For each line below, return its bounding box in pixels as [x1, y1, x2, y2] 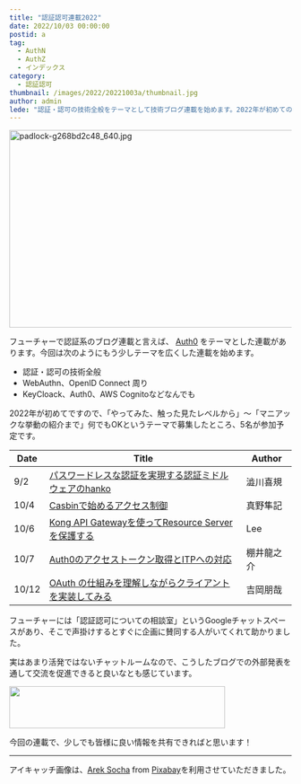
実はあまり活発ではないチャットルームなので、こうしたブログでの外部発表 [9, 656, 284, 667]
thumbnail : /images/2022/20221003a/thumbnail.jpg [9, 88, 199, 97]
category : [9, 72, 47, 81]
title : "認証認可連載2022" [9, 13, 102, 22]
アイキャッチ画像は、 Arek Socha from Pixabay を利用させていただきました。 [9, 764, 291, 775]
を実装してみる [48, 590, 112, 603]
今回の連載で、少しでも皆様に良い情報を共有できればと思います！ [9, 737, 253, 748]
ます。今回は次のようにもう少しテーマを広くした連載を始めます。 [16, 348, 259, 358]
